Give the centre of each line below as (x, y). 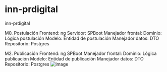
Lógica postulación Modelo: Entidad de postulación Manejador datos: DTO (82, 38)
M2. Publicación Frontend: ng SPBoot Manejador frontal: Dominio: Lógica (81, 53)
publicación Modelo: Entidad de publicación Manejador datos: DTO (74, 58)
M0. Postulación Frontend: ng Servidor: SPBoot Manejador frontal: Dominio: (83, 33)
